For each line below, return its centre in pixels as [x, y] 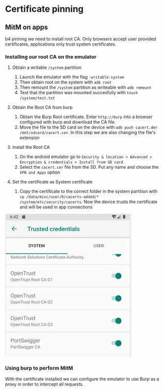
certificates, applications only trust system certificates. [61, 44]
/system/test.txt [37, 98]
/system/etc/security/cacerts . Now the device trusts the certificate [88, 202]
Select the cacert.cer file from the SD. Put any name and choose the [89, 167]
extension [29, 138]
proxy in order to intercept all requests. [44, 384]
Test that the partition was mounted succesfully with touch [79, 93]
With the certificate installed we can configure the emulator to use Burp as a [82, 379]
